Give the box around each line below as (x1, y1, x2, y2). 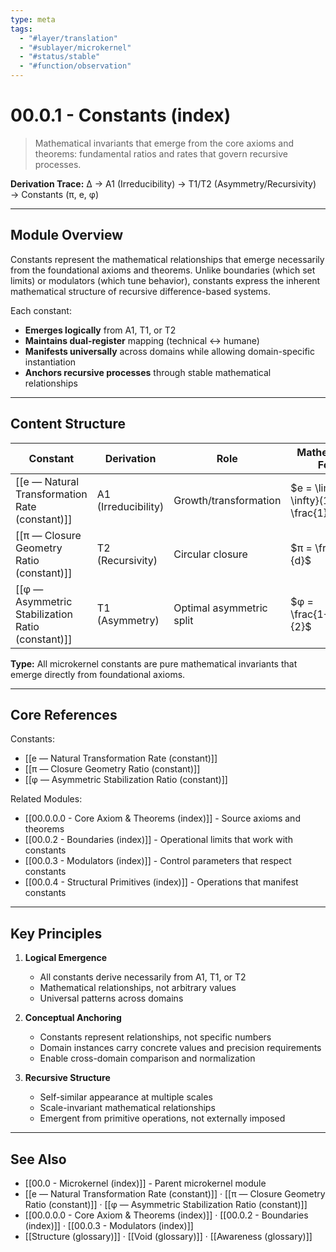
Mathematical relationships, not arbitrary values (39, 982, 237, 994)
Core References (10, 706, 118, 723)
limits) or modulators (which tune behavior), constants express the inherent (10, 274, 321, 286)
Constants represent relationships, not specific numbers (39, 1031, 272, 1043)
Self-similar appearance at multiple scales (39, 1091, 213, 1103)
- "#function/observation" (19, 61, 132, 71)
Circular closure (173, 547, 248, 561)
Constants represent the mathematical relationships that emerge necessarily (10, 253, 325, 265)
